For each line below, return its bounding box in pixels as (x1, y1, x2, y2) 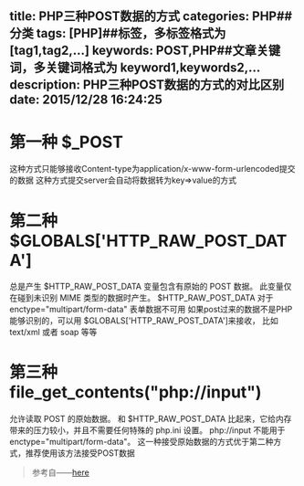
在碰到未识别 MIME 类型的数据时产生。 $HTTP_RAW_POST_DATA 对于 (9, 292, 274, 303)
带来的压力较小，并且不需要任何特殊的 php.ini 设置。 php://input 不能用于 (9, 425, 286, 436)
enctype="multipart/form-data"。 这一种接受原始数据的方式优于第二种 (9, 437, 274, 448)
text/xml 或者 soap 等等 (9, 327, 98, 338)
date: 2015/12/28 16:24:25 (9, 92, 162, 108)
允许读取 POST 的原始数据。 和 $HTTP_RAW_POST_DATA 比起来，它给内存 (9, 414, 292, 425)
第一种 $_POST (9, 132, 123, 153)
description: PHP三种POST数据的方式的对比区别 (9, 77, 285, 93)
